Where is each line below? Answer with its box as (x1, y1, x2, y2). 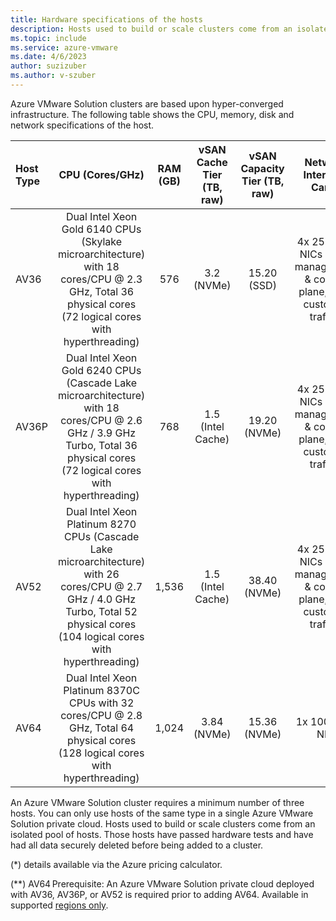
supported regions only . (10, 899, 109, 911)
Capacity (240, 161, 285, 175)
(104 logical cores (58, 629, 145, 643)
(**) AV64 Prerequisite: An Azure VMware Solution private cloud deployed (10, 877, 315, 890)
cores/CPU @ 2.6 (60, 413, 143, 427)
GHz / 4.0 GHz (67, 592, 137, 606)
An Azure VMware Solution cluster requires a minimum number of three (10, 796, 305, 808)
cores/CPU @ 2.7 (60, 579, 143, 593)
